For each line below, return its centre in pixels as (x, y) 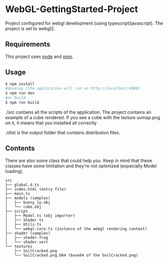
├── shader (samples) (28, 233)
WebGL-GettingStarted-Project (72, 9)
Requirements (28, 45)
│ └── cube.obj (23, 207)
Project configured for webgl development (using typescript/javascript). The (84, 23)
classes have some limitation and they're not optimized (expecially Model (81, 166)
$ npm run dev (20, 93)
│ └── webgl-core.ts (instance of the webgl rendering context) (76, 229)
